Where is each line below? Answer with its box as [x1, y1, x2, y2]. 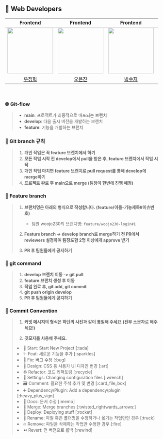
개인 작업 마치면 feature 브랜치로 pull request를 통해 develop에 [24, 168, 147, 174]
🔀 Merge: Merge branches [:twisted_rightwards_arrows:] [23, 404, 136, 410]
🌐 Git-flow [5, 101, 30, 107]
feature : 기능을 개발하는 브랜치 [24, 124, 83, 130]
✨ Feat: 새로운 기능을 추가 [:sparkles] [23, 351, 96, 357]
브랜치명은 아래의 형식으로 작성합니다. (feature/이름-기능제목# [24, 204, 143, 210]
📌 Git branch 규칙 [5, 138, 45, 145]
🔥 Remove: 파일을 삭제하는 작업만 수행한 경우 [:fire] [23, 421, 122, 427]
